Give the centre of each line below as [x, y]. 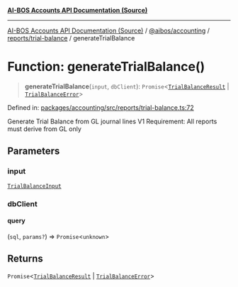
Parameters [34, 151]
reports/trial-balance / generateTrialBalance [71, 38]
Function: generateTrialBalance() [106, 67]
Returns [25, 259]
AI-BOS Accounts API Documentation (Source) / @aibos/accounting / [109, 30]
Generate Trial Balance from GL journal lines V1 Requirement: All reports [112, 121]
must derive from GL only [44, 129]
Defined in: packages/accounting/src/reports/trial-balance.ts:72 [101, 107]
